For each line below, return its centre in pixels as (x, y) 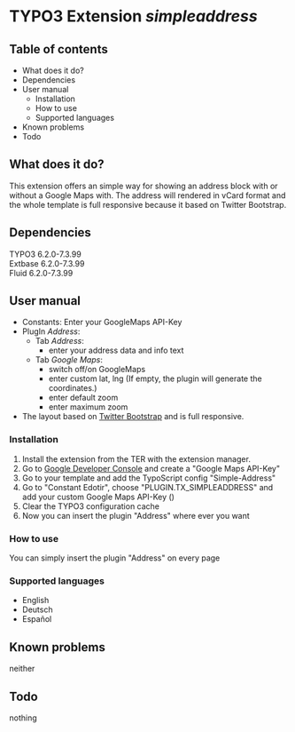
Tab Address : (59, 341)
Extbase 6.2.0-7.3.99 (47, 263)
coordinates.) (73, 388)
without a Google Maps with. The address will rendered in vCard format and (147, 195)
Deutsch (37, 609)
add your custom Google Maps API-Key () (98, 497)
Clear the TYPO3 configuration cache (91, 506)
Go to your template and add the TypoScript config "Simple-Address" (149, 478)
